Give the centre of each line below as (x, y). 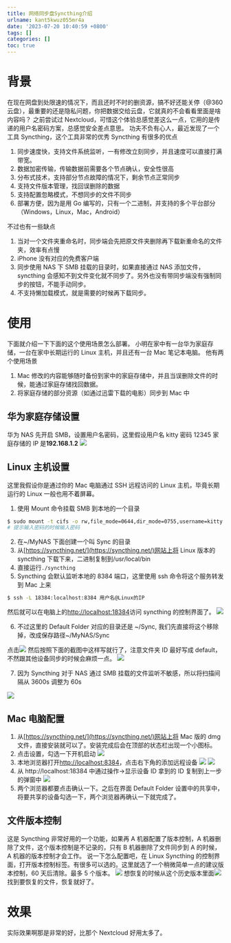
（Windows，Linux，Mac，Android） (70, 212)
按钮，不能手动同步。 (59, 284)
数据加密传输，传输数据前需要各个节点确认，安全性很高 (95, 168)
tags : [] (20, 33)
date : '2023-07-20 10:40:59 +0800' (58, 26)
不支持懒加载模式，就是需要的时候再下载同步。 (83, 292)
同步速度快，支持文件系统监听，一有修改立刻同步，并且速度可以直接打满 (119, 151)
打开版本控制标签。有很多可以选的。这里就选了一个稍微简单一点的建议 (118, 864)
